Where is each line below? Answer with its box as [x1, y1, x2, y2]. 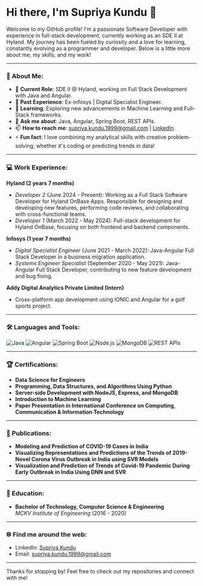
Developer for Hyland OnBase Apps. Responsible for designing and [14, 198, 182, 205]
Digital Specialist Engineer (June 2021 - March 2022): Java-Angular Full [14, 246, 195, 254]
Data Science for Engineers [14, 376, 86, 384]
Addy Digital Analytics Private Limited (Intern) [6, 284, 124, 291]
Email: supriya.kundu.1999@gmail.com [14, 550, 112, 558]
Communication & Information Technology [14, 408, 124, 416]
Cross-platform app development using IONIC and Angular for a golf [14, 295, 185, 303]
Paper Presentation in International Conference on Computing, [14, 402, 176, 410]
